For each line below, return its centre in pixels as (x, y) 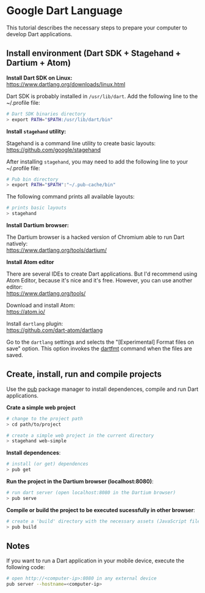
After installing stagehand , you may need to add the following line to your (97, 161)
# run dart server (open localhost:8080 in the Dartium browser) (91, 493)
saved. (15, 355)
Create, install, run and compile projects (84, 374)
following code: (26, 567)
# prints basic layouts (37, 208)
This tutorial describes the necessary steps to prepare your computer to (97, 28)
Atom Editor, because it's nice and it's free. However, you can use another (99, 280)
